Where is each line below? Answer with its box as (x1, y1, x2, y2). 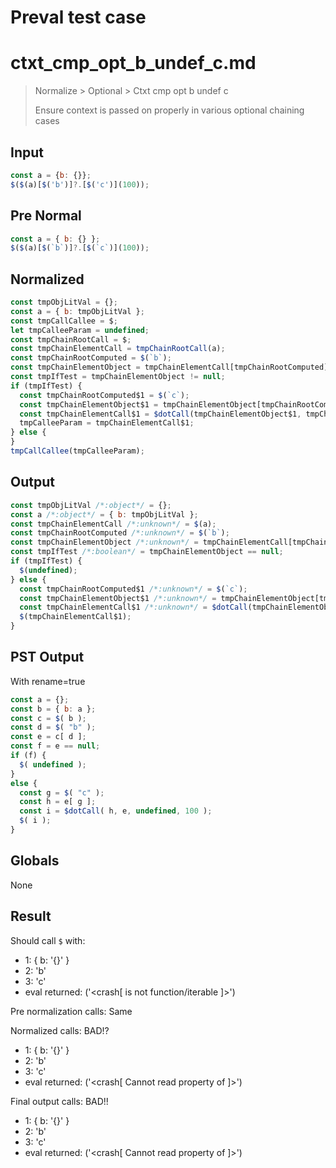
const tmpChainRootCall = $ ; (10, 334, 132, 345)
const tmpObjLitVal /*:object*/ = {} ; (10, 500, 172, 510)
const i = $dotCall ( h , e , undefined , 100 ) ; (19, 806, 213, 816)
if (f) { (10, 751, 47, 761)
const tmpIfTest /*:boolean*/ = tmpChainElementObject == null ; (10, 547, 284, 557)
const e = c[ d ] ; (10, 732, 87, 742)
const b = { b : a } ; (10, 704, 97, 714)
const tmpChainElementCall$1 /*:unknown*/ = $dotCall (19, 602, 248, 613)
